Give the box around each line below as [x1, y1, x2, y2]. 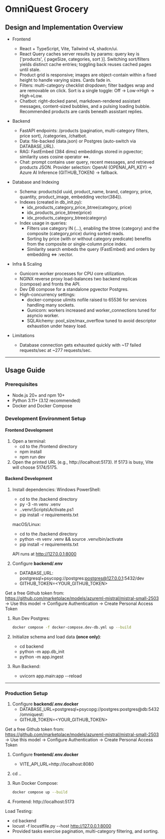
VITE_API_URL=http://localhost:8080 [19, 761, 94, 767]
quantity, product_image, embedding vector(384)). [19, 194, 123, 200]
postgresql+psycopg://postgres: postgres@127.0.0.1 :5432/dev [19, 575, 144, 581]
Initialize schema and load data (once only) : [12, 633, 102, 639]
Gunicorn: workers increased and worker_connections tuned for [27, 307, 157, 313]
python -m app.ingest [19, 654, 64, 660]
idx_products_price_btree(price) [27, 210, 92, 215]
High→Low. [19, 93, 43, 99]
